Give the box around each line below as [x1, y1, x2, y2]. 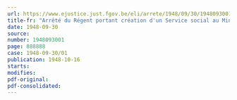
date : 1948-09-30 [7, 23, 59, 30]
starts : [7, 63, 30, 70]
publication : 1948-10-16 [7, 56, 80, 63]
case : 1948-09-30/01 [7, 50, 68, 57]
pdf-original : [7, 75, 49, 83]
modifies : [7, 69, 37, 76]
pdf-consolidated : [7, 82, 61, 89]
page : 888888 [7, 43, 46, 50]
